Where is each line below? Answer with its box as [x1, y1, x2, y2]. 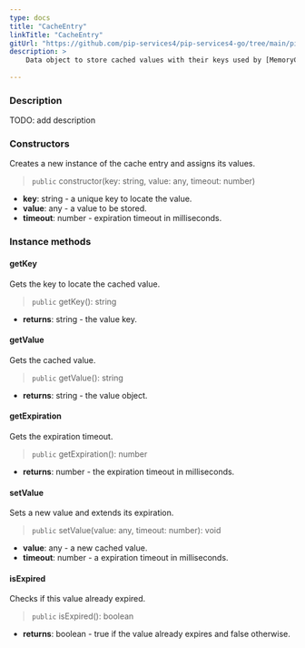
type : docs [9, 13, 51, 23]
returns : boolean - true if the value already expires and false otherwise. [22, 629, 290, 640]
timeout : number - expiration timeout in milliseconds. [22, 213, 222, 224]
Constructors [9, 137, 70, 150]
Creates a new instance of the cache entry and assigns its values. [9, 158, 256, 169]
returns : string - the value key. [22, 313, 138, 324]
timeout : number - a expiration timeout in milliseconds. [22, 552, 229, 563]
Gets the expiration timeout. [9, 431, 113, 441]
